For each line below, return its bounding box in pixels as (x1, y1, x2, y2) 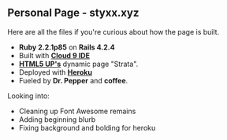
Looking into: (7, 90, 50, 101)
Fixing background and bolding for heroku (18, 123, 156, 132)
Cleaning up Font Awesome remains (18, 106, 136, 116)
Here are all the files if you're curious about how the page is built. (7, 27, 220, 36)
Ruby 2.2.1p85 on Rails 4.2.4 (18, 42, 115, 52)
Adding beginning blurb (18, 114, 96, 124)
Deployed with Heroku (18, 67, 92, 77)
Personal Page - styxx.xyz (7, 6, 140, 20)
